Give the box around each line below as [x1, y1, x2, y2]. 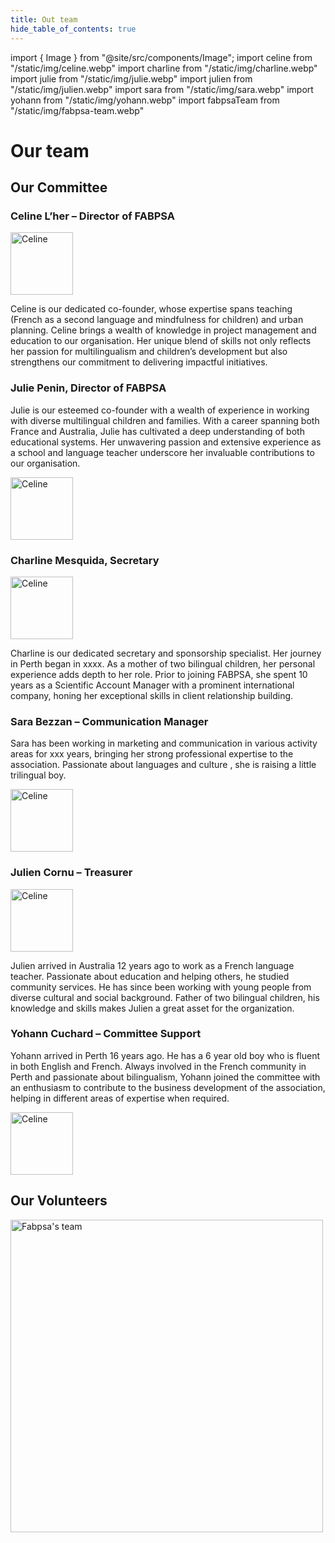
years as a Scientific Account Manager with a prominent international [10, 679, 295, 691]
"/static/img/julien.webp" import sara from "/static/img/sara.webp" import [10, 83, 314, 95]
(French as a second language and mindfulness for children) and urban [10, 314, 304, 326]
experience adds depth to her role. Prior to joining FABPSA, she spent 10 [10, 668, 308, 680]
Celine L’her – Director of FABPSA [10, 209, 175, 223]
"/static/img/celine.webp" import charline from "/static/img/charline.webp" [10, 62, 318, 74]
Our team [10, 139, 90, 162]
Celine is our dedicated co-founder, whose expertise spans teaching [10, 303, 293, 315]
